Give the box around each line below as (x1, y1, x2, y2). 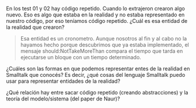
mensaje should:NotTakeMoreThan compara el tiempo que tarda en (20, 48, 183, 55)
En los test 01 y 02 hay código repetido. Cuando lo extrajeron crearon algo (6, 5, 185, 12)
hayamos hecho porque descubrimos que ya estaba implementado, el (20, 41, 189, 48)
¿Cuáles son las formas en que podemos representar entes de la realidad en (6, 65, 190, 72)
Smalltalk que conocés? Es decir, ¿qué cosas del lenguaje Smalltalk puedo (6, 72, 185, 78)
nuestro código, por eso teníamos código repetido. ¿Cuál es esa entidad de (6, 18, 188, 24)
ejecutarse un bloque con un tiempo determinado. (20, 54, 142, 60)
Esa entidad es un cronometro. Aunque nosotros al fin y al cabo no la (20, 35, 187, 42)
